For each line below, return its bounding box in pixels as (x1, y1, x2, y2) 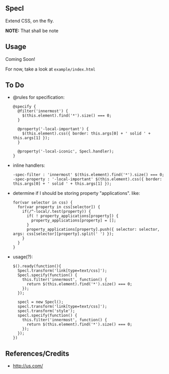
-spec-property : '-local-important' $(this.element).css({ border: (12, 177, 162, 182)
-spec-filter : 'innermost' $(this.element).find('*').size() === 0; (12, 172, 165, 178)
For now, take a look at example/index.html (5, 66, 96, 72)
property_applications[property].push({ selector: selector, (26, 227, 160, 232)
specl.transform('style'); (17, 309, 75, 314)
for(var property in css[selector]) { (17, 205, 100, 210)
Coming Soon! (5, 56, 36, 62)
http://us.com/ (12, 363, 44, 369)
